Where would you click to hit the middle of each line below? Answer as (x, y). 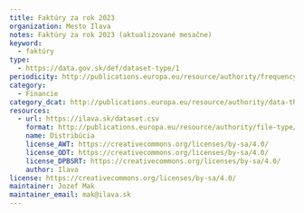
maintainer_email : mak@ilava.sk (70, 195)
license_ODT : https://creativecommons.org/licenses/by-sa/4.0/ (147, 152)
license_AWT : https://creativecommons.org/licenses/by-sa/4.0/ (147, 144)
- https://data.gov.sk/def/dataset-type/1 (99, 69)
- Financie (38, 93)
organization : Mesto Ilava (60, 26)
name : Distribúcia (60, 136)
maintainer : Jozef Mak (52, 187)
